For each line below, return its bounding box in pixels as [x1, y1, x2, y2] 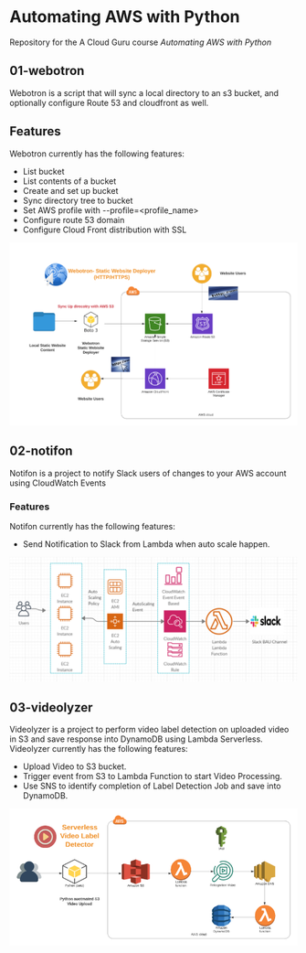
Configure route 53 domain [22, 214, 125, 225]
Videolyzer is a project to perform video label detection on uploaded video [9, 724, 290, 735]
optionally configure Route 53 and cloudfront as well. [9, 97, 209, 108]
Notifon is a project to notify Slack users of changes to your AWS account [9, 467, 287, 478]
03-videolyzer [9, 700, 93, 715]
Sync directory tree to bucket [22, 195, 133, 206]
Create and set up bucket [22, 185, 119, 196]
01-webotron [9, 63, 85, 79]
